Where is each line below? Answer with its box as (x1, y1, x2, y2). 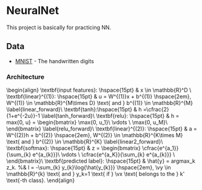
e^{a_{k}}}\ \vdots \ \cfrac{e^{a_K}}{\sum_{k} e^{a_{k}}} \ (32, 151, 175, 158)
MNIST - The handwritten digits (15, 57, 94, 64)
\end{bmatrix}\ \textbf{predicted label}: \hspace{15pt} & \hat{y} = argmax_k (6, 157, 196, 165)
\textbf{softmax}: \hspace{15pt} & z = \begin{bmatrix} (6, 144, 141, 152)
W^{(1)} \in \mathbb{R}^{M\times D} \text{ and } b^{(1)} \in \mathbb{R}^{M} (6, 100, 193, 107)
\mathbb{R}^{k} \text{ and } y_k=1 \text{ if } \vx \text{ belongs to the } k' (6, 171, 185, 178)
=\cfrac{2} (143, 106, 169, 113)
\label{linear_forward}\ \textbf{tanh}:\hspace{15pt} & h (6, 106, 142, 113)
